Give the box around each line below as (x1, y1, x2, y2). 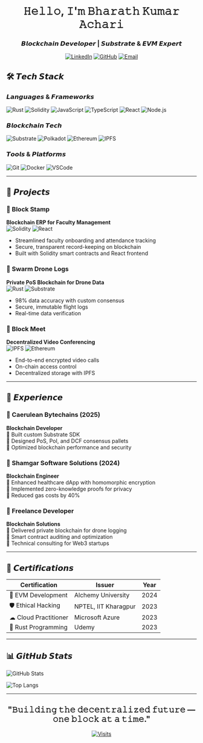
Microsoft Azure (74, 613, 120, 622)
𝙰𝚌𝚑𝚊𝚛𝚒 (79, 18, 124, 31)
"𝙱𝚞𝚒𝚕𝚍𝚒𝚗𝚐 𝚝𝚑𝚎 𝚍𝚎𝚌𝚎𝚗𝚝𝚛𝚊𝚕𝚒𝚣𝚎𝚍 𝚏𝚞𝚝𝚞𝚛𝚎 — (7, 705, 196, 715)
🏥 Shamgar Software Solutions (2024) (6, 458, 120, 467)
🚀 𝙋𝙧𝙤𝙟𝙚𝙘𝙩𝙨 (6, 187, 50, 198)
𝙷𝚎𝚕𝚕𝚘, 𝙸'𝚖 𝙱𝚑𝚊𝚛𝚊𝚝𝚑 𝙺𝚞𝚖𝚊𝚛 (23, 4, 180, 18)
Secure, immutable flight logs (14, 303, 89, 310)
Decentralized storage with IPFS (14, 370, 95, 377)
